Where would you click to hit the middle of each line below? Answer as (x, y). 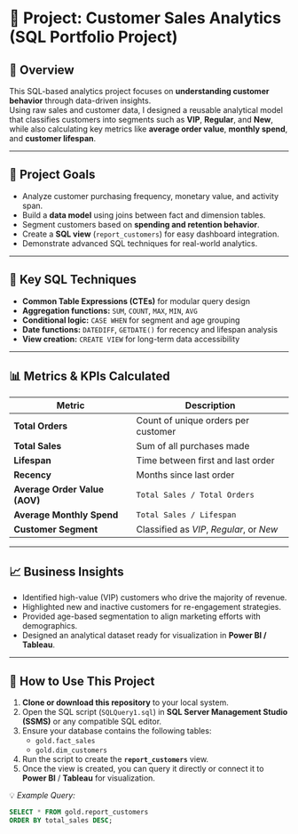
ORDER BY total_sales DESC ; (61, 820)
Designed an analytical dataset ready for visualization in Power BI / (144, 636)
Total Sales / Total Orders (195, 495)
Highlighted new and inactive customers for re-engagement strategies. (152, 607)
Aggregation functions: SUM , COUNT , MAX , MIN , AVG (110, 310)
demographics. (50, 626)
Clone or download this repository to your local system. (125, 702)
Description (210, 405)
